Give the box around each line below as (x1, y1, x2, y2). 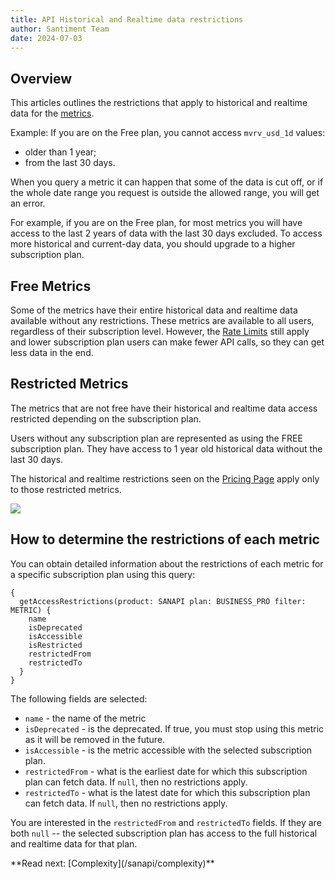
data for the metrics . (10, 107, 95, 120)
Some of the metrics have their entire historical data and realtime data (10, 304, 298, 316)
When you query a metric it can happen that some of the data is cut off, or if (10, 176, 324, 188)
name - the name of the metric (24, 712, 147, 724)
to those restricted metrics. (10, 483, 122, 495)
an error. (10, 197, 46, 210)
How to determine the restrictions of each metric (10, 531, 320, 548)
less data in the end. (10, 347, 94, 358)
